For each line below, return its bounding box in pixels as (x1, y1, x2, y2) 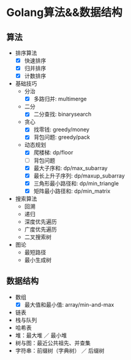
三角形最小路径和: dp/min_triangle (33, 179, 119, 187)
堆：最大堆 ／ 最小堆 (15, 331, 67, 339)
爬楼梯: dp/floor (33, 149, 73, 156)
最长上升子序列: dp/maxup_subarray (33, 172, 125, 179)
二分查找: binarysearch (33, 111, 92, 118)
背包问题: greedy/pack (33, 133, 91, 141)
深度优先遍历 (24, 218, 57, 225)
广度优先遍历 (24, 225, 57, 233)
